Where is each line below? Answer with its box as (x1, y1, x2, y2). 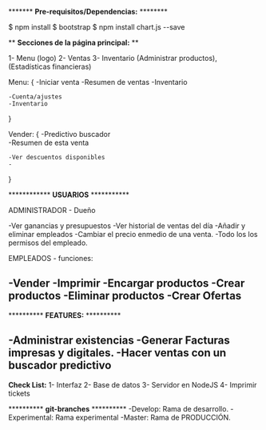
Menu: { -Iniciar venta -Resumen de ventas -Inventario (8, 78, 188, 86)
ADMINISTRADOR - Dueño (8, 206, 96, 215)
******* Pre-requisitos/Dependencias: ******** (8, 7, 168, 16)
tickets (8, 388, 30, 398)
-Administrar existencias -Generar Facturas (8, 334, 230, 348)
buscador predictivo (8, 359, 112, 372)
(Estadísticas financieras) (8, 62, 92, 71)
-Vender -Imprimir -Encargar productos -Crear (8, 276, 245, 291)
